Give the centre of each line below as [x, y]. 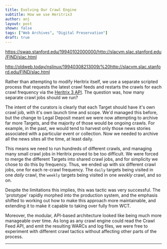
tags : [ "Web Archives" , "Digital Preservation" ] [56, 33]
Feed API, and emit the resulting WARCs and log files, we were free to [77, 226]
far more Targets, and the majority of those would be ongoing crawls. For [80, 123]
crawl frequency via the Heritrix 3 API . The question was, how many [75, 92]
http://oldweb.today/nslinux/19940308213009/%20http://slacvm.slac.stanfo [83, 66]
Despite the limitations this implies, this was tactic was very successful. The [83, 190]
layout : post [19, 24]
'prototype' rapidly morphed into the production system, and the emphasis [82, 195]
